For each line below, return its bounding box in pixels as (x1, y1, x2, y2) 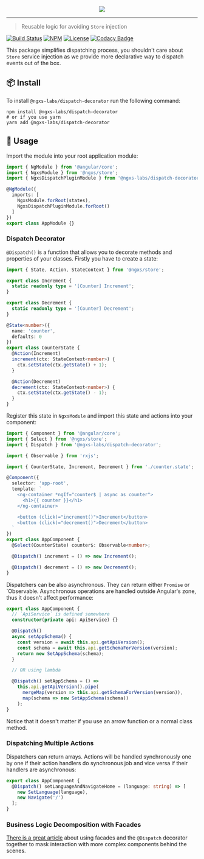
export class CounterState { (6, 345, 80, 351)
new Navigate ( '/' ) (17, 794, 64, 801)
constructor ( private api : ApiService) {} (12, 617, 118, 623)
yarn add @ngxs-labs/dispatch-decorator (6, 119, 110, 125)
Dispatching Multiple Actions (6, 739, 94, 748)
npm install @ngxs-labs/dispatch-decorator (6, 108, 118, 115)
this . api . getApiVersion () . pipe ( (17, 684, 99, 690)
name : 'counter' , (12, 328, 56, 334)
